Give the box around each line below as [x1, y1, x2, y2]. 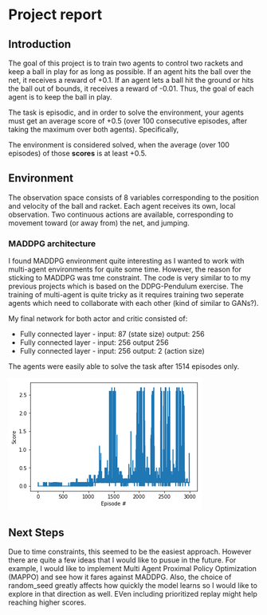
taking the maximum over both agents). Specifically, [8, 125, 179, 134]
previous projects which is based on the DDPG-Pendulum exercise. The [8, 281, 244, 292]
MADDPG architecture [8, 237, 96, 249]
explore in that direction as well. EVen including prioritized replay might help [8, 589, 257, 598]
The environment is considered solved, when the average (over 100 [8, 140, 230, 149]
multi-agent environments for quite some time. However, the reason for [8, 264, 241, 274]
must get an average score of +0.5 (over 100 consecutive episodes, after [8, 116, 248, 125]
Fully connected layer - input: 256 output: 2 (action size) [19, 347, 205, 356]
